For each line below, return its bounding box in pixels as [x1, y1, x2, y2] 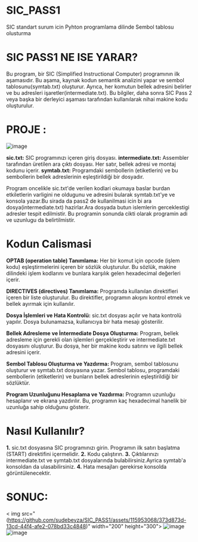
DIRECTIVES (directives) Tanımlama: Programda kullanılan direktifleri [6, 287, 178, 295]
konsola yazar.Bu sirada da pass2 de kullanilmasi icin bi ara [6, 197, 152, 205]
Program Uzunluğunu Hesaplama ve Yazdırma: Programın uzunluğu [6, 391, 176, 398]
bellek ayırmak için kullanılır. [6, 300, 75, 307]
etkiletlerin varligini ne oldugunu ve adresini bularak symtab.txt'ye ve [6, 191, 175, 198]
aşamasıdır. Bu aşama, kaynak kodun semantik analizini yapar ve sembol [6, 76, 185, 83]
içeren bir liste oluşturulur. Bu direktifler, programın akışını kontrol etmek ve [6, 293, 190, 301]
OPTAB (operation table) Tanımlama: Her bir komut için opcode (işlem [6, 257, 180, 264]
